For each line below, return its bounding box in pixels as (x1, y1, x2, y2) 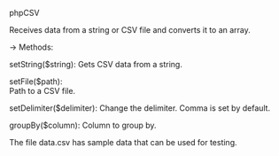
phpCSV (9, 8, 40, 18)
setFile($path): (9, 76, 63, 87)
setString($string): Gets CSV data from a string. (9, 59, 183, 69)
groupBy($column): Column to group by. (9, 120, 157, 130)
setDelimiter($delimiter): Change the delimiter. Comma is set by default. (9, 103, 271, 113)
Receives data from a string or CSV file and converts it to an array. (9, 25, 251, 35)
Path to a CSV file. (9, 86, 76, 96)
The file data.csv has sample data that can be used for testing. (9, 137, 237, 147)
